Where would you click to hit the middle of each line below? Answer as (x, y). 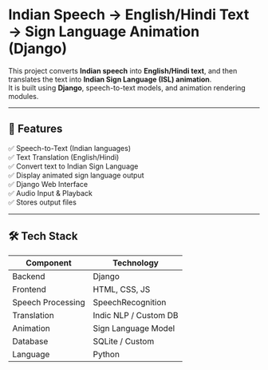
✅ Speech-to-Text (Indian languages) (70, 148)
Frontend (29, 289)
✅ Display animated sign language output (77, 175)
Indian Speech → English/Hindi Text (129, 15)
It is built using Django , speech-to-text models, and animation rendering (127, 88)
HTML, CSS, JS (122, 289)
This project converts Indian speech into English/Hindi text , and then (123, 70)
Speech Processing (49, 302)
